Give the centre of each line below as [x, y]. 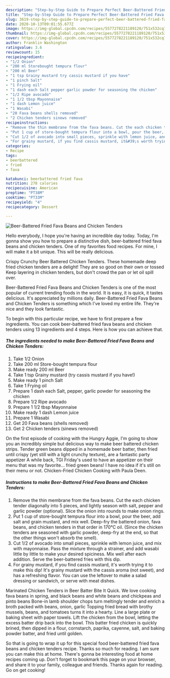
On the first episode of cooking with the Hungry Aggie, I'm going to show [82, 439]
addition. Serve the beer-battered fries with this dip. [67, 559]
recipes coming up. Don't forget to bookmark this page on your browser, [81, 659]
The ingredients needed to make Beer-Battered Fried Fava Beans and [80, 341]
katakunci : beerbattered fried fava [44, 179]
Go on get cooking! [26, 670]
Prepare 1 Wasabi [31, 418]
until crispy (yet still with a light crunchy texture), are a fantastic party [78, 455]
